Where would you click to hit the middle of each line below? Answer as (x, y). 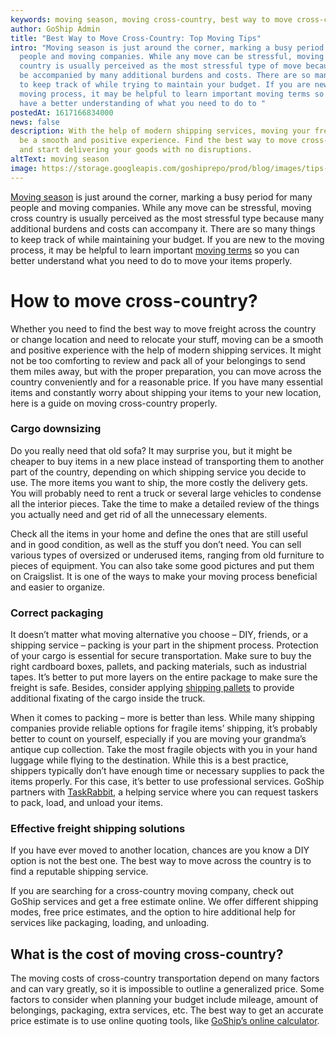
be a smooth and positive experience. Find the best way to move (158, 141)
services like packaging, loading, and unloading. (110, 923)
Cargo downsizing (56, 429)
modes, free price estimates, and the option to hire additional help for (153, 912)
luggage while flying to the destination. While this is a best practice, (149, 760)
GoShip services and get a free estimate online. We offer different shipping (164, 902)
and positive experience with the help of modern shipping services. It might (166, 350)
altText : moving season (60, 159)
